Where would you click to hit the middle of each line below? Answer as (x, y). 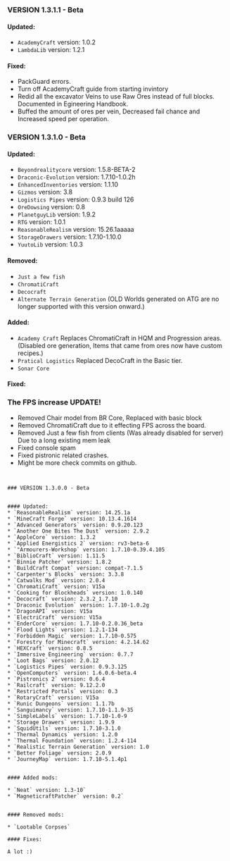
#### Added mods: (33, 778)
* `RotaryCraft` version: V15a (53, 698)
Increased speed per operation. (63, 119)
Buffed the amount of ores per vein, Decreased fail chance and (109, 111)
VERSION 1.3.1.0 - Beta (47, 137)
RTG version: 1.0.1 (41, 222)
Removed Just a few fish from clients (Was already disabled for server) (120, 433)
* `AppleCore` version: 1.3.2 (52, 537)
